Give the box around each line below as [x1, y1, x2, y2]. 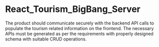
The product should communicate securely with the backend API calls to [5, 20, 155, 26]
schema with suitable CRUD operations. [5, 36, 87, 42]
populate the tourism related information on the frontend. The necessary [5, 25, 154, 31]
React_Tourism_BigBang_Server [5, 3, 141, 15]
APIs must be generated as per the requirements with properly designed [5, 30, 154, 36]
